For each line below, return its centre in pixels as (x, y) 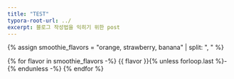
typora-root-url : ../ (39, 21)
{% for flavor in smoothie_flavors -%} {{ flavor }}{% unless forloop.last (111, 61)
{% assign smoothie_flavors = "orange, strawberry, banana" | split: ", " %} (116, 48)
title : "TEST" (28, 14)
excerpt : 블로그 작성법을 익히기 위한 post (64, 27)
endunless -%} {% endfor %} (61, 69)
